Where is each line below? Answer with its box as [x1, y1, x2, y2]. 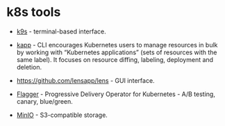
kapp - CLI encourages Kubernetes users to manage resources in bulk [16, 40, 218, 49]
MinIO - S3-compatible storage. [16, 111, 108, 119]
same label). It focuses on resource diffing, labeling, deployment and [16, 55, 213, 63]
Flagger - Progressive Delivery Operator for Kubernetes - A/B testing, [16, 90, 216, 98]
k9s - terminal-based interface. [16, 27, 106, 36]
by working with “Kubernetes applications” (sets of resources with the [16, 48, 217, 56]
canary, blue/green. [16, 97, 74, 105]
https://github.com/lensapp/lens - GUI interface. [16, 76, 155, 84]
